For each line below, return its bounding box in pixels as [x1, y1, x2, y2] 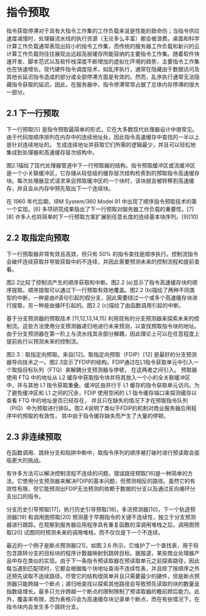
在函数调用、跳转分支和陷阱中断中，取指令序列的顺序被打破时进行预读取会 [6, 449, 194, 456]
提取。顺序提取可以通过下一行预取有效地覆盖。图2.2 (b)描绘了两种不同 [11, 286, 190, 293]
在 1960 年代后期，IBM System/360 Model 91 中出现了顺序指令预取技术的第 [6, 198, 197, 205]
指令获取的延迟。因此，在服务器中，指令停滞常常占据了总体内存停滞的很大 [11, 80, 200, 88]
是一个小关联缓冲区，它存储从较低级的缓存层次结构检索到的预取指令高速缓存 [6, 169, 200, 177]
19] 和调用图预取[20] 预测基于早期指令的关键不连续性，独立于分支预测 [19, 514, 196, 521]
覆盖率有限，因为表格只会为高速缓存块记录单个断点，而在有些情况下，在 [17, 596, 200, 603]
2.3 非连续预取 [6, 431, 62, 442]
